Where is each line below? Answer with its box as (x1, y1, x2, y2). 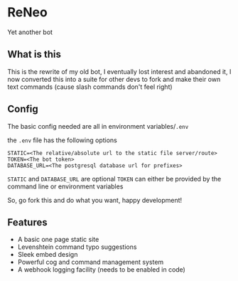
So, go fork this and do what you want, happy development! (7, 196, 183, 204)
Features (7, 216, 48, 228)
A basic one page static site (17, 235, 99, 244)
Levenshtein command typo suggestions (17, 243, 137, 251)
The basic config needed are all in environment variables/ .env (7, 122, 189, 130)
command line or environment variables (7, 182, 124, 191)
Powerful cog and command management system (17, 258, 164, 267)
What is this (7, 48, 62, 60)
